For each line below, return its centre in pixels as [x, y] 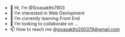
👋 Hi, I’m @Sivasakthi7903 [37, 8]
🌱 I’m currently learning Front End [45, 18]
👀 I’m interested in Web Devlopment [47, 13]
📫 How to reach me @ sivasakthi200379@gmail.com [65, 29]
